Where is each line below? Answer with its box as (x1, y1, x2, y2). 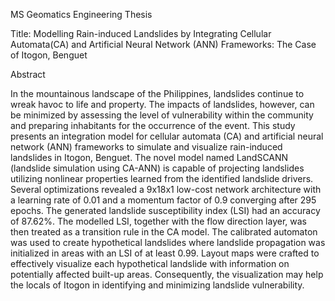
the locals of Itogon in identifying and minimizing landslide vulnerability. (10, 279, 305, 291)
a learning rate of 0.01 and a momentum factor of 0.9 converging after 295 (10, 194, 317, 206)
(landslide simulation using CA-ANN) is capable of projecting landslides (10, 162, 305, 174)
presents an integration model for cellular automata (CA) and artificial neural (10, 130, 324, 142)
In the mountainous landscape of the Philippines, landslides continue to (10, 88, 305, 99)
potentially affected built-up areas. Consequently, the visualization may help (10, 269, 324, 280)
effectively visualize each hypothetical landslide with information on (10, 258, 290, 269)
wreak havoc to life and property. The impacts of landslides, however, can (10, 99, 315, 110)
